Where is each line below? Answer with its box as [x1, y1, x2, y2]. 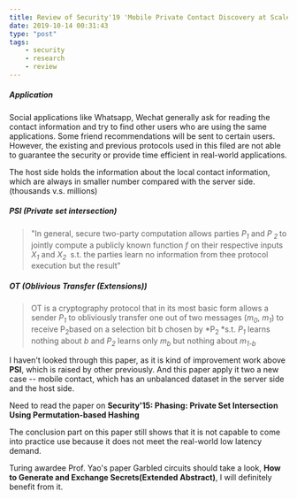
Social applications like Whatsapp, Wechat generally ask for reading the [9, 111, 270, 122]
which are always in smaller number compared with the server [9, 176, 236, 187]
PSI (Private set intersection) [9, 205, 118, 217]
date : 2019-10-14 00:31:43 [9, 21, 109, 30]
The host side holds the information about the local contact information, [9, 166, 270, 177]
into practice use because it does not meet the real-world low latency [9, 435, 263, 447]
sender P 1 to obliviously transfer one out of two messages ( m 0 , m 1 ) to [30, 312, 285, 326]
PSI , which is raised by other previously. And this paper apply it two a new [9, 364, 279, 374]
